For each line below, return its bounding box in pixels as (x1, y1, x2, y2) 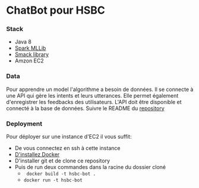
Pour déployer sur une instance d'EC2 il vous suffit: (6, 133, 132, 140)
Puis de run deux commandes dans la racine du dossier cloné (14, 164, 166, 171)
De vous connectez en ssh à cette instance (14, 145, 121, 152)
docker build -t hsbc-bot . (26, 171, 96, 177)
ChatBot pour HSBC (6, 4, 106, 17)
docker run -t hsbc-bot (23, 177, 83, 183)
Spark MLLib (14, 45, 46, 52)
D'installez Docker (14, 151, 60, 158)
